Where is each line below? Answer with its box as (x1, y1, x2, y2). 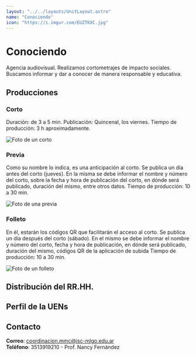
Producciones (6, 88, 59, 98)
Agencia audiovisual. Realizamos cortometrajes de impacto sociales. (6, 64, 171, 71)
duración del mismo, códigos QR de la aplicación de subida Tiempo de (6, 247, 177, 254)
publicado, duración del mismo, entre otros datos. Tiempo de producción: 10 (6, 183, 191, 190)
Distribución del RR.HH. (6, 281, 94, 291)
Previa (6, 150, 25, 159)
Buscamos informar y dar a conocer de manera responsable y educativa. (6, 70, 183, 78)
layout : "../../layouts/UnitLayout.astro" (6, 8, 111, 15)
